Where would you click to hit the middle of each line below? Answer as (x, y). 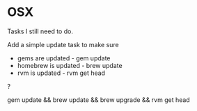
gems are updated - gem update (64, 58)
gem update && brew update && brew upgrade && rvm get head (98, 100)
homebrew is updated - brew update (70, 65)
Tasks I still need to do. (40, 31)
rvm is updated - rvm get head (61, 73)
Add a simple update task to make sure (63, 44)
